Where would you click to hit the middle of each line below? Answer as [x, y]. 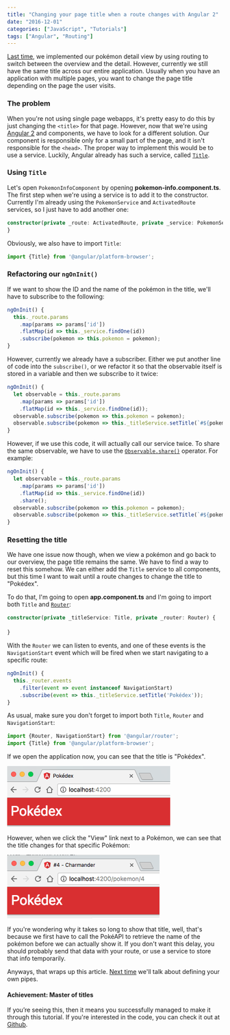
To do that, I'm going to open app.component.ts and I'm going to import [110, 597]
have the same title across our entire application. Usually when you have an [114, 71]
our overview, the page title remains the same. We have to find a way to [108, 562]
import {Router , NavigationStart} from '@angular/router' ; [93, 736]
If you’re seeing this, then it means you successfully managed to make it [109, 1010]
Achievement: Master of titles [50, 995]
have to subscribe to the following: [56, 296]
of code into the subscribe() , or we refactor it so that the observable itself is [115, 366]
